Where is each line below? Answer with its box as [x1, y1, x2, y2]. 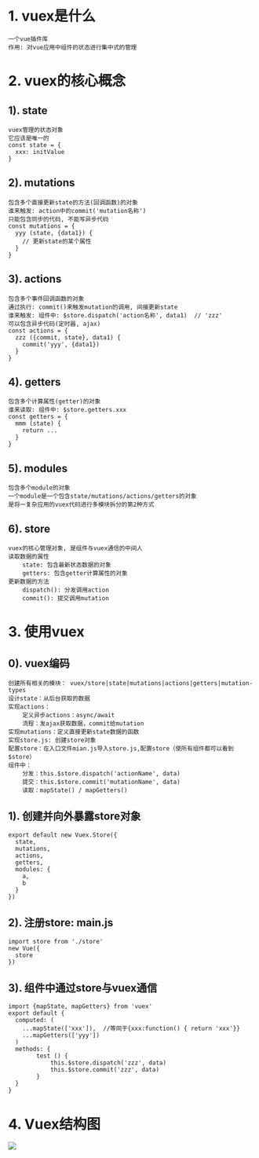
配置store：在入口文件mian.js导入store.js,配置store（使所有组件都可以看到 [8, 745, 234, 753]
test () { [36, 1052, 68, 1061]
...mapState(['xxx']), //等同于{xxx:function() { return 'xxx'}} [22, 1024, 241, 1033]
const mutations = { [8, 222, 76, 230]
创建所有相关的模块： [8, 680, 67, 687]
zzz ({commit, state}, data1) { [15, 333, 122, 342]
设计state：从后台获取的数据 [8, 694, 90, 702]
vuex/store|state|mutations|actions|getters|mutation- [70, 680, 254, 687]
